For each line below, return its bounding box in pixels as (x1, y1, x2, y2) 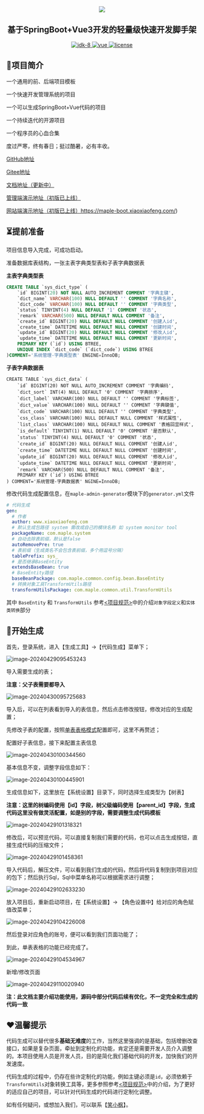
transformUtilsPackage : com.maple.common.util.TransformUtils (12, 587, 172, 593)
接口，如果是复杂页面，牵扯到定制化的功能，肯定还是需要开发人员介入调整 (6, 1045, 192, 1052)
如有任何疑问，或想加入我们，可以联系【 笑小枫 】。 (6, 1101, 132, 1109)
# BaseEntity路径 (12, 570, 54, 576)
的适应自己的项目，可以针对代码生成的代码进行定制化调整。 (6, 1088, 155, 1096)
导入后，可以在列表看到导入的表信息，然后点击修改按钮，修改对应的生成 (6, 705, 187, 712)
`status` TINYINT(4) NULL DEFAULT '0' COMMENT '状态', (17, 434, 157, 440)
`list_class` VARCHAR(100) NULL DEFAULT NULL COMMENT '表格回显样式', (17, 421, 194, 428)
